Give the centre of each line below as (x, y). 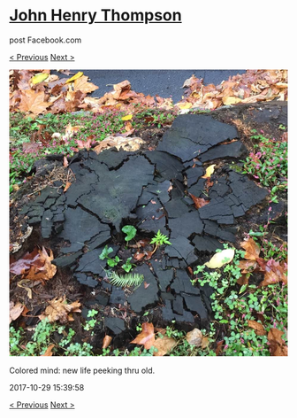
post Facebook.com (46, 40)
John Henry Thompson (96, 15)
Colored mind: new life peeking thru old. (82, 370)
